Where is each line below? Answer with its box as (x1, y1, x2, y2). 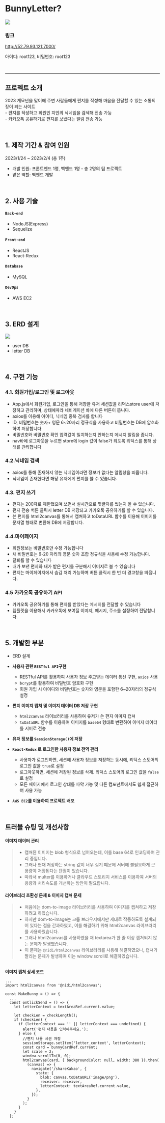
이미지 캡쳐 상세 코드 (5, 969, 44, 975)
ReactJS (12, 247, 29, 253)
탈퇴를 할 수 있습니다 (12, 557, 52, 563)
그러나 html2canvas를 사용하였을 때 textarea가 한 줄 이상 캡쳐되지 (24, 935, 152, 941)
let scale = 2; (23, 1049, 54, 1054)
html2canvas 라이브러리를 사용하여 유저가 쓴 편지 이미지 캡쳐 (19, 713, 136, 719)
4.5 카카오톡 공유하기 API (5, 589, 62, 596)
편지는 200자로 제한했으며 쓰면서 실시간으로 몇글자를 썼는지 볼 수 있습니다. (12, 501, 156, 507)
